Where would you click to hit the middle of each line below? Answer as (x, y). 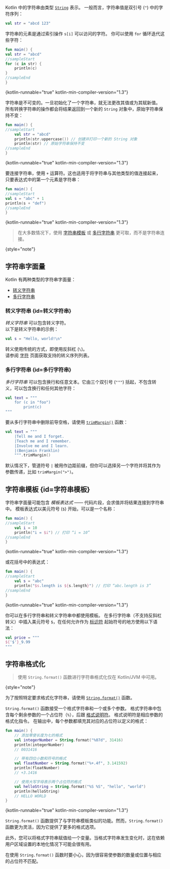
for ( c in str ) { (24, 64)
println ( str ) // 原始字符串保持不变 (50, 144)
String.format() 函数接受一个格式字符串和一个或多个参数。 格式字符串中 (81, 709)
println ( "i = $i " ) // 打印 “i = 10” (52, 532)
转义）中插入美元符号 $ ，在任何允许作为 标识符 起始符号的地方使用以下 (79, 622)
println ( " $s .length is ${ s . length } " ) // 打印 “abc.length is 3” (83, 586)
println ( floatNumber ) (37, 768)
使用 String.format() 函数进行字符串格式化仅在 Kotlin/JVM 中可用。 (88, 677)
